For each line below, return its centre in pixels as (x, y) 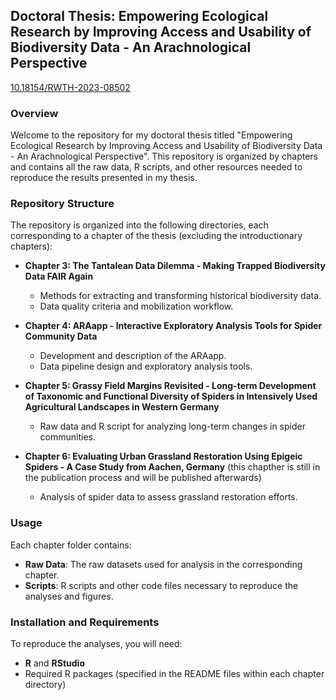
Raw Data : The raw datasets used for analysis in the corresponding (163, 564)
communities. (68, 437)
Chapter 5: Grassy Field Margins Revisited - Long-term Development (170, 386)
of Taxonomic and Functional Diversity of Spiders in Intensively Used (171, 396)
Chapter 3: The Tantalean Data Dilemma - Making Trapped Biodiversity (175, 266)
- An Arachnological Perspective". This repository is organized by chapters (164, 156)
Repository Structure (62, 204)
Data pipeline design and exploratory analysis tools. (146, 366)
